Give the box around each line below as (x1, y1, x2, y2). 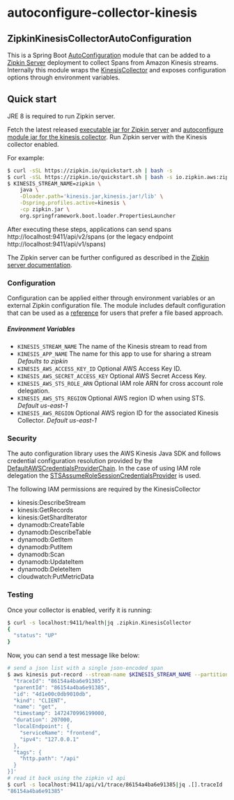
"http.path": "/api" (19, 755, 79, 762)
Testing (7, 590, 33, 599)
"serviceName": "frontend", (19, 729, 101, 736)
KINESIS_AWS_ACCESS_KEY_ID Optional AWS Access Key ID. (17, 364, 182, 373)
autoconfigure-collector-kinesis (7, 5, 197, 21)
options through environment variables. (7, 73, 120, 81)
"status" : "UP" (13, 632, 58, 639)
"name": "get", (13, 703, 58, 711)
